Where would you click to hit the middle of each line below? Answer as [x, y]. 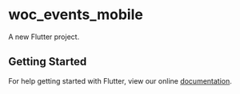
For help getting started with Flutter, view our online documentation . [120, 80]
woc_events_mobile [76, 15]
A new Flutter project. [44, 37]
